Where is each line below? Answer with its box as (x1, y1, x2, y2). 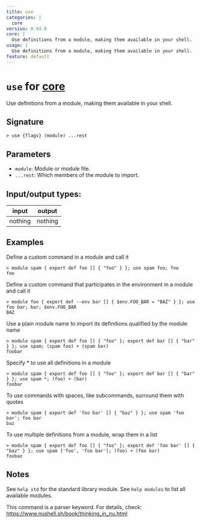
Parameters (6, 149, 51, 159)
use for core (6, 79, 66, 93)
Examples (6, 237, 44, 247)
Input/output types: (6, 189, 82, 199)
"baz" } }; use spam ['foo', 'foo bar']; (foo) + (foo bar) (6, 448, 161, 454)
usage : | (6, 43, 28, 49)
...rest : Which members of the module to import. (14, 172, 140, 179)
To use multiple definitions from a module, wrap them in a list (6, 431, 158, 438)
